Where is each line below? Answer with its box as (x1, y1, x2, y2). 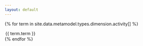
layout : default (4, 7, 38, 12)
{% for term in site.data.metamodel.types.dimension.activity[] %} (4, 21, 139, 27)
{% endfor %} (4, 36, 33, 42)
